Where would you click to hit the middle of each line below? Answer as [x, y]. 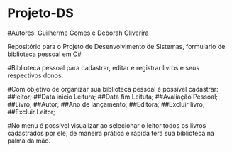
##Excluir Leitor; [31, 112]
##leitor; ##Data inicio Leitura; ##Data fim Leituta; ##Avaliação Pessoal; [113, 97]
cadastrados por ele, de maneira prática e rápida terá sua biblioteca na [111, 133]
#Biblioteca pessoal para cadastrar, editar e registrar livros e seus [104, 67]
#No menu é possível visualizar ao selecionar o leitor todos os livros [107, 125]
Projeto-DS [41, 13]
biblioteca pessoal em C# [44, 54]
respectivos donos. [35, 75]
